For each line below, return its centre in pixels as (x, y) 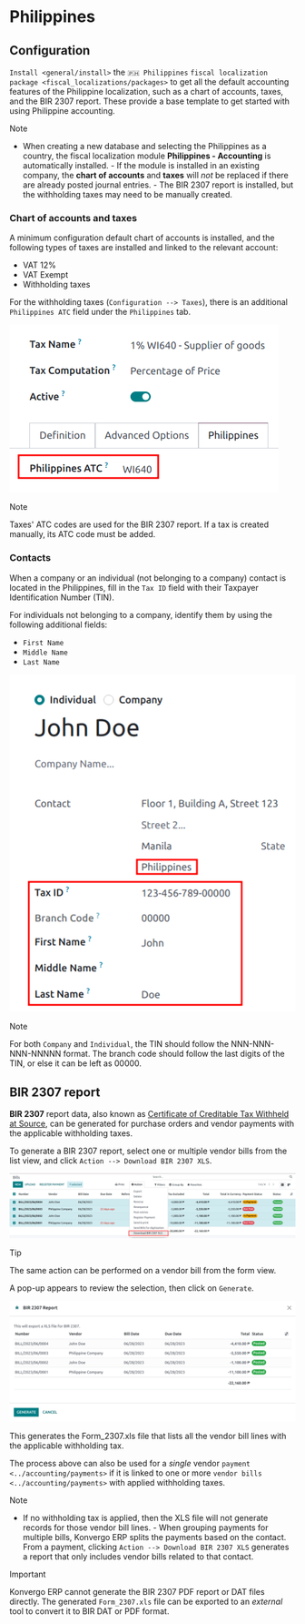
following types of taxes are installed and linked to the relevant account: (144, 248)
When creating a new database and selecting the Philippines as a (144, 146)
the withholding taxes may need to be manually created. (128, 194)
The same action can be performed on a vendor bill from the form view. (143, 1271)
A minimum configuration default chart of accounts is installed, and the (142, 238)
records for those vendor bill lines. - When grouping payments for (145, 1528)
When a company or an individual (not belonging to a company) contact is (148, 578)
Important (28, 1574)
